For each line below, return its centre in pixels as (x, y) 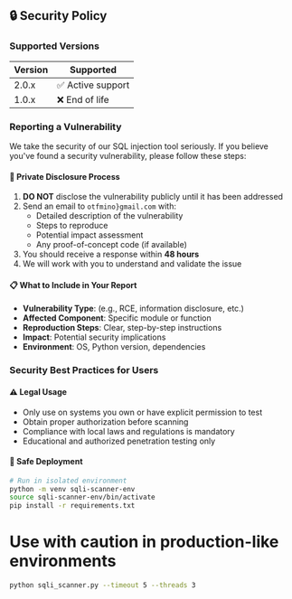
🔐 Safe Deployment (46, 462)
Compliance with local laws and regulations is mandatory (128, 431)
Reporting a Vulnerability (66, 126)
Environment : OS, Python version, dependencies (114, 347)
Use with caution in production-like (144, 542)
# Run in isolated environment (68, 481)
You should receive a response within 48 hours (111, 254)
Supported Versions (54, 46)
